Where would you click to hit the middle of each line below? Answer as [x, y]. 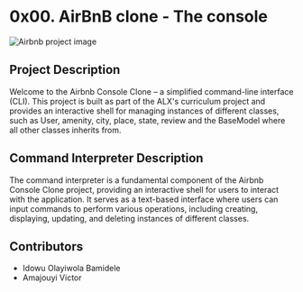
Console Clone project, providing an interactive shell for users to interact [144, 189]
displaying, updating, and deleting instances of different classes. [129, 218]
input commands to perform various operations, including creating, [134, 208]
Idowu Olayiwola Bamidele [71, 269]
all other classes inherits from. [65, 130]
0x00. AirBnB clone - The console [139, 17]
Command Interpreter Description [106, 158]
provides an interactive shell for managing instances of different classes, [144, 111]
